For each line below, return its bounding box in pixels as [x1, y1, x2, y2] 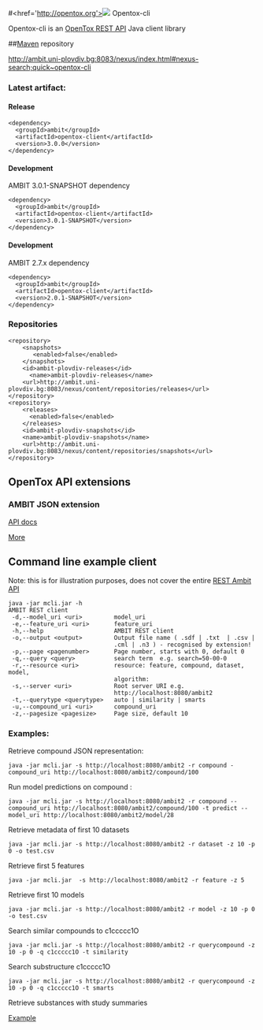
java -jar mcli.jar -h [8, 600, 83, 608]
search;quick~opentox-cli [8, 63, 92, 72]
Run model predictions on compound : [8, 782, 132, 791]
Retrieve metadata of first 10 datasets [8, 824, 130, 835]
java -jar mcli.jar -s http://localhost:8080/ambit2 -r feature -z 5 [8, 876, 245, 884]
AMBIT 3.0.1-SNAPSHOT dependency [8, 181, 130, 191]
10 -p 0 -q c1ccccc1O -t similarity [8, 948, 128, 956]
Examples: [8, 728, 50, 739]
